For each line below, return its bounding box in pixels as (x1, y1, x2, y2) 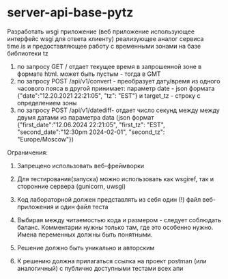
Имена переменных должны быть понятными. (16, 230, 153, 239)
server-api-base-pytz (7, 5, 134, 21)
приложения (16, 202, 54, 211)
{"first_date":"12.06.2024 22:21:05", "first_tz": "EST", (16, 120, 165, 129)
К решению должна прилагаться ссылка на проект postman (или (16, 256, 207, 265)
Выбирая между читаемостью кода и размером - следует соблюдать (16, 215, 222, 224)
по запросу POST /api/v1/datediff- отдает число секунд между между (16, 106, 220, 114)
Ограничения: (7, 148, 48, 157)
